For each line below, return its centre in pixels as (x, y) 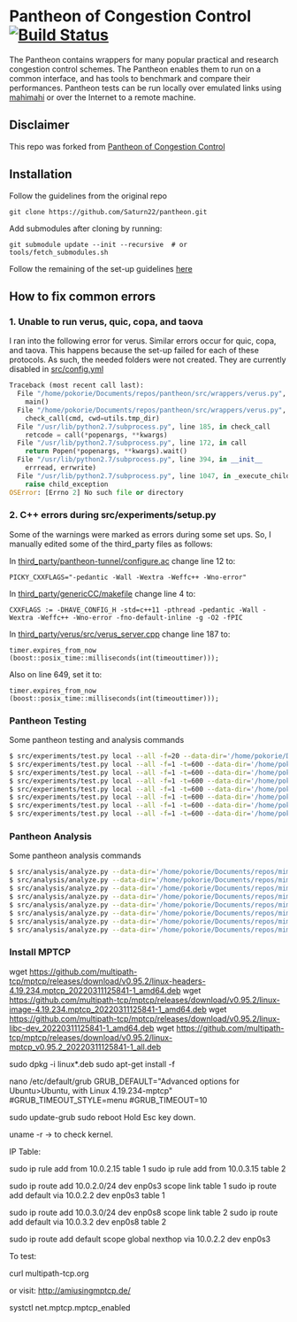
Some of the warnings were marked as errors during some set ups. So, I (140, 534)
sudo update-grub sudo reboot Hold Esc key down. (103, 1117)
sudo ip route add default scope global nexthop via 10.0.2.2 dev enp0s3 (140, 1239)
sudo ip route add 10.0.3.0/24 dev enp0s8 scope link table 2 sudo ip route (144, 1212)
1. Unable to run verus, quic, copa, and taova (106, 321)
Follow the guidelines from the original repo (88, 196)
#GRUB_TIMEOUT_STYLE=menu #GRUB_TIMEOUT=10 (108, 1100)
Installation (41, 174)
